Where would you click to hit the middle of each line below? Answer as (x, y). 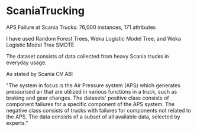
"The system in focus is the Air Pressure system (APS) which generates (93, 85)
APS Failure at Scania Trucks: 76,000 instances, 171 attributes (81, 27)
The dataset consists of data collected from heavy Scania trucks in (88, 56)
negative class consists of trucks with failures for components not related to (98, 110)
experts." (17, 123)
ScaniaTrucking (45, 11)
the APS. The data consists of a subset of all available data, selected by (93, 117)
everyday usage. (27, 62)
